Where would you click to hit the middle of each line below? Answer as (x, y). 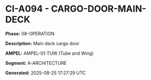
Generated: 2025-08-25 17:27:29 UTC (46, 73)
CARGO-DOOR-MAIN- (98, 9)
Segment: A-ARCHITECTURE (36, 63)
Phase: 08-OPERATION (30, 33)
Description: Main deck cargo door (42, 43)
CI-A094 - (27, 9)
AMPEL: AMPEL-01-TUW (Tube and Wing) (50, 53)
